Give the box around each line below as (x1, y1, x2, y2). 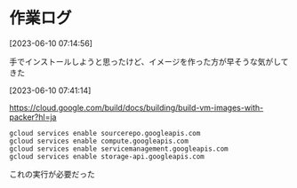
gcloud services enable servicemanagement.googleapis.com (9, 144, 229, 153)
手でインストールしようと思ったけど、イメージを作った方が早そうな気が (9, 56, 274, 67)
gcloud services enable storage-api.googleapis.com (9, 152, 205, 161)
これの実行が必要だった (9, 168, 95, 179)
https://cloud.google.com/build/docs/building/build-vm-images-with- (9, 102, 264, 113)
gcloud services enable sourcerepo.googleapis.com (9, 129, 201, 137)
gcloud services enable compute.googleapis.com (9, 137, 189, 145)
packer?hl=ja (9, 112, 57, 122)
